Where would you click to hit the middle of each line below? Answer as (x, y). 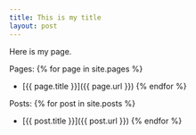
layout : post (33, 26)
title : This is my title (55, 17)
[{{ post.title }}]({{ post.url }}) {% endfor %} (102, 121)
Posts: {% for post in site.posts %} (73, 103)
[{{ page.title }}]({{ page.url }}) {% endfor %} (104, 86)
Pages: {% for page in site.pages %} (76, 69)
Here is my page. (41, 51)
